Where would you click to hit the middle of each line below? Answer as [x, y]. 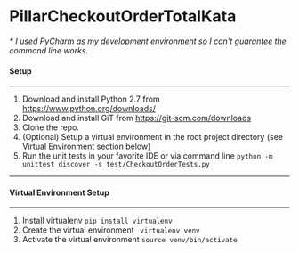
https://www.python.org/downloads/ [89, 109]
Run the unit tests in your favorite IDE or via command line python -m [147, 156]
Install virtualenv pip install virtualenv [97, 221]
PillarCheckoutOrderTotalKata [123, 16]
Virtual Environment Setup [59, 192]
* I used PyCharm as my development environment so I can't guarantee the [148, 41]
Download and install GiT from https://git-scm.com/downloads [137, 118]
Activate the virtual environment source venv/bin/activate [129, 240]
